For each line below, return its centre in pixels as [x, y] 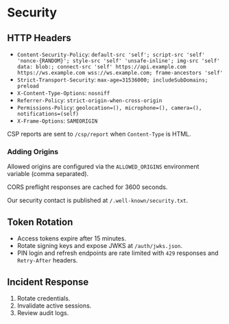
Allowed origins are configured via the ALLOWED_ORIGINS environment [103, 166]
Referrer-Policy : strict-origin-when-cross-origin [89, 100]
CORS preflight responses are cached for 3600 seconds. [87, 187]
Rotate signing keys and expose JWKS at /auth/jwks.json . [100, 246]
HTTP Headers [39, 38]
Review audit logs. [43, 312]
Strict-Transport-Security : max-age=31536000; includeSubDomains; [112, 79]
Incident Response [48, 282]
